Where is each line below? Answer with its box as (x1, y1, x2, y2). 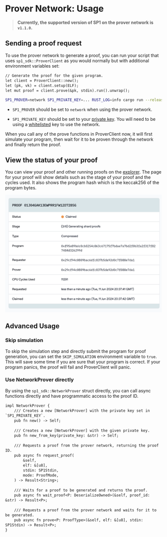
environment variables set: (5, 63, 60, 69)
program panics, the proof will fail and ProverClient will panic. (5, 364, 131, 370)
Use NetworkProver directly (5, 376, 74, 383)
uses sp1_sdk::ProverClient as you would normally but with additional (5, 58, 149, 64)
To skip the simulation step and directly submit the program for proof (5, 348, 146, 354)
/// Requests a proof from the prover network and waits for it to (14, 508, 157, 513)
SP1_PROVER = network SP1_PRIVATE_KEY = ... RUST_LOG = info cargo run (5, 97, 143, 102)
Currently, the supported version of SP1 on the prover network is (17, 19, 154, 25)
